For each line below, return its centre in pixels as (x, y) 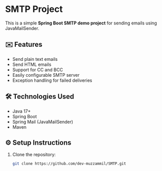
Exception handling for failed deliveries (52, 80)
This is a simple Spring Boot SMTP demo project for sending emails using (81, 23)
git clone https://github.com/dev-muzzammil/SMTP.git (69, 164)
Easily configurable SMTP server (46, 75)
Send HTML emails (32, 64)
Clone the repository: (34, 155)
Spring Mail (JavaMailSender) (43, 122)
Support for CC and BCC (38, 70)
